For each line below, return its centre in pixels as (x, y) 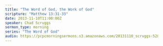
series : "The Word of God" (32, 32)
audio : (12, 36)
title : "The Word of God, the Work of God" (50, 9)
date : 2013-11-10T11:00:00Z (33, 18)
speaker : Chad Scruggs (28, 23)
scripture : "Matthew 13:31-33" (37, 14)
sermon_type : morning (27, 27)
